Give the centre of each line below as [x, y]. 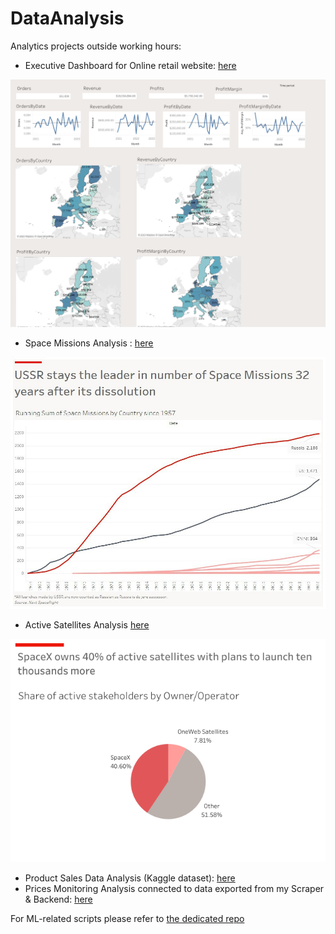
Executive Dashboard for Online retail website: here [130, 65]
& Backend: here [58, 899]
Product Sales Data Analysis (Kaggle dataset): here [130, 878]
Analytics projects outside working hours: [96, 46]
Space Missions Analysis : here [89, 343]
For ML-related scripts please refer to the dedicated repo [127, 918]
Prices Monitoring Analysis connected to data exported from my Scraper [174, 888]
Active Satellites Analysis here [87, 625]
